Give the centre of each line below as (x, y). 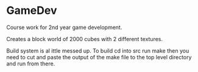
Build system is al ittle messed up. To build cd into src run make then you (98, 51)
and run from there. (31, 64)
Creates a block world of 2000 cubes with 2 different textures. (85, 39)
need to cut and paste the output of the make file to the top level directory (99, 57)
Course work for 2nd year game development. (64, 27)
